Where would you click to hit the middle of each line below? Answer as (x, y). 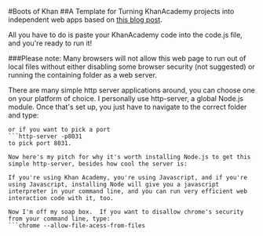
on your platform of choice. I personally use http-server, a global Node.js (126, 98)
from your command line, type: (59, 219)
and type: (24, 115)
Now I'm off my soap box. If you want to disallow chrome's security (126, 212)
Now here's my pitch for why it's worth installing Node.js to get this (130, 157)
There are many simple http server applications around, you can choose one (131, 90)
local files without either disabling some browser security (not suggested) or (131, 67)
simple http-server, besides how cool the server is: (98, 164)
